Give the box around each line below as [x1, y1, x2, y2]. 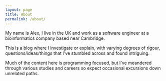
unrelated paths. [5, 71, 39, 77]
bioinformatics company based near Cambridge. [5, 35, 105, 41]
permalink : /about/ [5, 16, 46, 21]
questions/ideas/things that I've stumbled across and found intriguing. [5, 50, 150, 56]
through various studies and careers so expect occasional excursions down [5, 65, 161, 71]
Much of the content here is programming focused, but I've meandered [5, 60, 152, 66]
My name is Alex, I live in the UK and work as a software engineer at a [5, 30, 149, 36]
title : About [5, 12, 32, 17]
